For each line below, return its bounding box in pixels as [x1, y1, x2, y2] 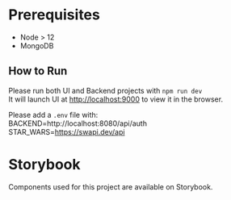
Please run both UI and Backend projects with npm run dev [8, 85, 203, 95]
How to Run [8, 65, 68, 78]
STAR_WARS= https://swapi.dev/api [8, 127, 125, 136]
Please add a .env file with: [8, 110, 99, 119]
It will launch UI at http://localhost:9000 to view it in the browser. [8, 94, 224, 104]
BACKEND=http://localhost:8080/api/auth [8, 119, 148, 128]
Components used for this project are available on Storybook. [8, 181, 213, 191]
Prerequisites [8, 6, 101, 24]
